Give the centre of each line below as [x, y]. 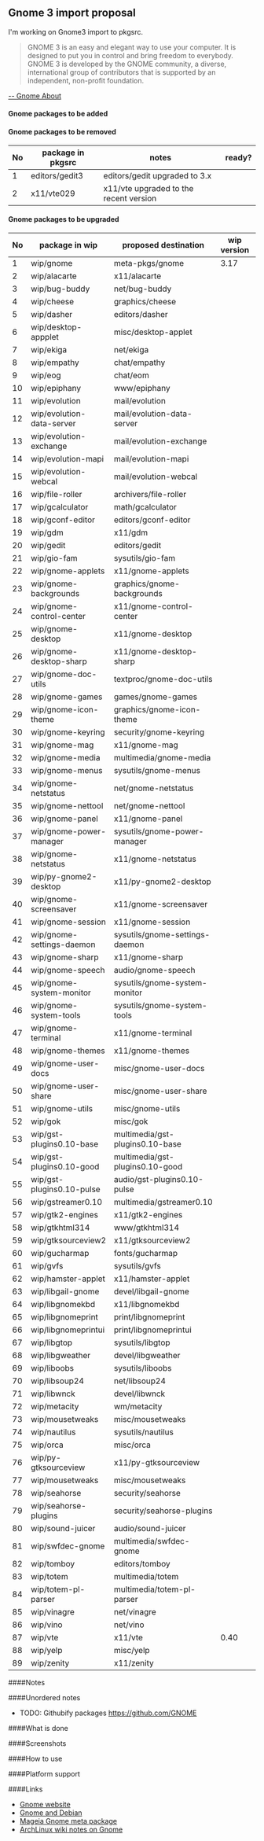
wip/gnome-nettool [67, 805]
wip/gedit [48, 545]
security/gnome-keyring [159, 732]
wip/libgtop [52, 1342]
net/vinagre [135, 1611]
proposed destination [163, 245]
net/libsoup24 [140, 1381]
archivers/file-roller [150, 494]
